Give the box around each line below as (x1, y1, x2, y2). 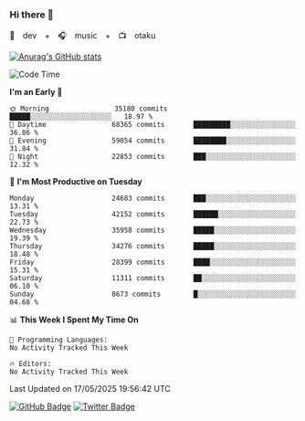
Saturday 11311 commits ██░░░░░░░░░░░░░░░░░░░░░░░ (9, 274, 297, 283)
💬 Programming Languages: (9, 335, 108, 345)
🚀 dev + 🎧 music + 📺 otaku (9, 30, 156, 41)
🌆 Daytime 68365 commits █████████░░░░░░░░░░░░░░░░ (9, 121, 297, 130)
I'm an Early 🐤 (9, 87, 63, 98)
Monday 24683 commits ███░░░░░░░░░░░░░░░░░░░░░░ (9, 194, 297, 204)
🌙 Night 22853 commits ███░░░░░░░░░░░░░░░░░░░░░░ (9, 153, 297, 162)
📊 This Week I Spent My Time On (9, 314, 139, 325)
